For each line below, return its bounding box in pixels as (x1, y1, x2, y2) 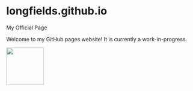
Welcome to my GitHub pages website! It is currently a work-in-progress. (6, 35, 188, 43)
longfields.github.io (6, 4, 108, 18)
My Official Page (6, 24, 47, 31)
